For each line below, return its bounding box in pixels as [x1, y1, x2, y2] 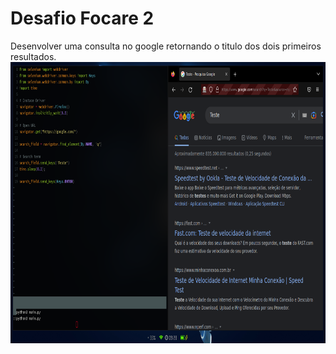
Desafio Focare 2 [10, 7, 155, 30]
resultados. [10, 50, 57, 62]
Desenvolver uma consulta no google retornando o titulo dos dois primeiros [10, 40, 322, 52]
